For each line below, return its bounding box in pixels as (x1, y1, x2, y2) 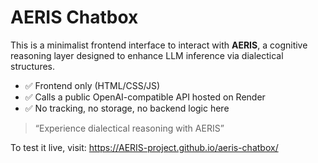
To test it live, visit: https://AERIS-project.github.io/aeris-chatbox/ (10, 141, 279, 153)
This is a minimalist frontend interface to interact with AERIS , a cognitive (10, 39, 308, 51)
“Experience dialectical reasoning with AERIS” (34, 122, 225, 134)
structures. (10, 60, 55, 72)
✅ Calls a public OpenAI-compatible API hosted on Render (24, 91, 266, 103)
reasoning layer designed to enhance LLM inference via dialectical (10, 49, 284, 61)
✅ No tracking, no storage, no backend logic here (24, 102, 230, 114)
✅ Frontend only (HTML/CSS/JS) (24, 79, 161, 91)
